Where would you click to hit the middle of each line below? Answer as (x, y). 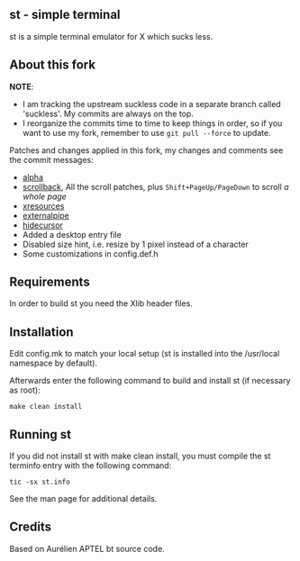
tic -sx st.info (40, 482)
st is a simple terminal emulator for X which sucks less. (111, 36)
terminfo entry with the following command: (91, 466)
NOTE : (22, 86)
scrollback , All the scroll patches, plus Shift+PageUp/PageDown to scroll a (156, 186)
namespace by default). (53, 363)
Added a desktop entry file (72, 234)
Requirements (50, 282)
